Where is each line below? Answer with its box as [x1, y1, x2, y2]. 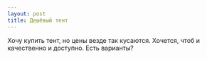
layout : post [7, 10, 46, 18]
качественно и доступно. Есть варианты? [7, 44, 134, 52]
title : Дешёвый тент [7, 17, 69, 24]
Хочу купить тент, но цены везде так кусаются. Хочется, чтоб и [7, 36, 201, 44]
